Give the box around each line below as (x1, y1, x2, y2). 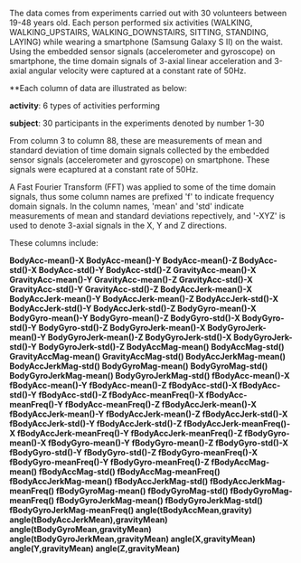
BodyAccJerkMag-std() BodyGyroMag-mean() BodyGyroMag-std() (9, 361, 268, 371)
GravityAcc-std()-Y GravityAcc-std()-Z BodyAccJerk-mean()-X (9, 284, 253, 295)
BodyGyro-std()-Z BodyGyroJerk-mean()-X (38, 323, 206, 333)
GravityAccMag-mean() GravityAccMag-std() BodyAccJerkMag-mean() (9, 352, 287, 361)
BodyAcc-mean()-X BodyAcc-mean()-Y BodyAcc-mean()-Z (9, 255, 238, 266)
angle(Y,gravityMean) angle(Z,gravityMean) (9, 543, 181, 554)
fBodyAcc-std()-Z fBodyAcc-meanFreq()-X (38, 389, 205, 400)
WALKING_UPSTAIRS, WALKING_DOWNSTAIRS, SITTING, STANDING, (9, 27, 269, 37)
